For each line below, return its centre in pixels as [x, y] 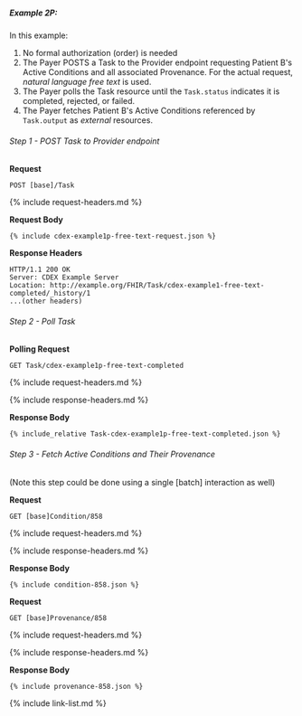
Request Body [36, 220]
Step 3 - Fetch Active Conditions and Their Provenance [112, 454]
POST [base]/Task [42, 185]
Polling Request [40, 349]
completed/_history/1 [50, 294]
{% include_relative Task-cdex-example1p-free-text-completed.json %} [145, 434]
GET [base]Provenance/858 [58, 618]
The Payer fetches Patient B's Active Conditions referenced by [139, 110]
